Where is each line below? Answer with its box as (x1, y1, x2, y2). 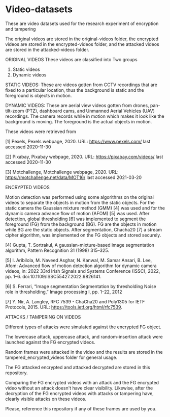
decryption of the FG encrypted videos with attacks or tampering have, (5, 390, 154, 396)
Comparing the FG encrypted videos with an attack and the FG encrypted (5, 379, 159, 385)
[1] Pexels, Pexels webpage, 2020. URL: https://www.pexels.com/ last (5, 138, 151, 144)
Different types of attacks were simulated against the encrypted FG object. (5, 324, 161, 330)
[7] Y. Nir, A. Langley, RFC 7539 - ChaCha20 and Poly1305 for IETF (5, 298, 145, 304)
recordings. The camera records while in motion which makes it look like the (5, 113, 164, 119)
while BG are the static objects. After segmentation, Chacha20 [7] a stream (5, 226, 162, 232)
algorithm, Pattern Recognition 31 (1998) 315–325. (5, 247, 109, 253)
